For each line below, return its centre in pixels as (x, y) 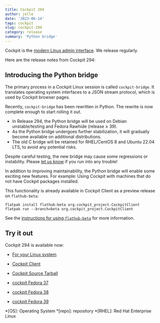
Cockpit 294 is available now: (34, 245)
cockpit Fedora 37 (30, 283)
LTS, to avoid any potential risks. (44, 147)
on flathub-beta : (22, 196)
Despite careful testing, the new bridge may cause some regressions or (76, 156)
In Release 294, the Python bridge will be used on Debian (69, 121)
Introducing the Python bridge (52, 75)
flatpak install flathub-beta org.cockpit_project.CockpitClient (72, 204)
